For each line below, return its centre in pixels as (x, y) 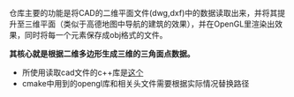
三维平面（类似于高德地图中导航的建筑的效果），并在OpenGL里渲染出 (150, 24)
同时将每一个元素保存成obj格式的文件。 (96, 35)
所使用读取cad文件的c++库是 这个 (83, 72)
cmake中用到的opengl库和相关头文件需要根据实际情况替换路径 (136, 83)
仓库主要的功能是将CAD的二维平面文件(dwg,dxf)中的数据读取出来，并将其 (143, 13)
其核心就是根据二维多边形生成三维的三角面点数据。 (102, 54)
